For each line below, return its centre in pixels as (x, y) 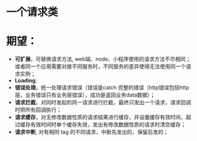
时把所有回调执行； (38, 110)
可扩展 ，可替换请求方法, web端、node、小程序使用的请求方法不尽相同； (103, 59)
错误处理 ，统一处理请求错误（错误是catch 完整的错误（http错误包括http (102, 88)
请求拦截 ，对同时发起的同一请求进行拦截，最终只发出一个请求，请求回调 (103, 102)
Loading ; (26, 81)
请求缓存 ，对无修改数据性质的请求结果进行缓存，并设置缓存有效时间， (100, 117)
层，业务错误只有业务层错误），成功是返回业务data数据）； (85, 95)
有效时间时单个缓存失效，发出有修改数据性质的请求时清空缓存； (108, 124)
